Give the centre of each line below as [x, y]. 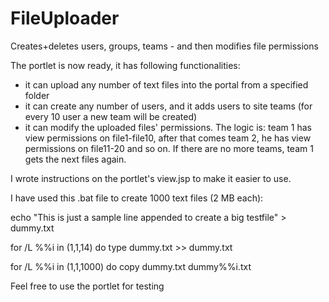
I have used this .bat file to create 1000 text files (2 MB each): [137, 198]
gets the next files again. [75, 159]
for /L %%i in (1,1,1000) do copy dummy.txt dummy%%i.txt [131, 266]
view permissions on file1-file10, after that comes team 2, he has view [168, 138]
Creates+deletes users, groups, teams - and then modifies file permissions [164, 46]
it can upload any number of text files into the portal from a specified [166, 84]
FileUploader [65, 18]
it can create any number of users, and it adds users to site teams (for [168, 106]
